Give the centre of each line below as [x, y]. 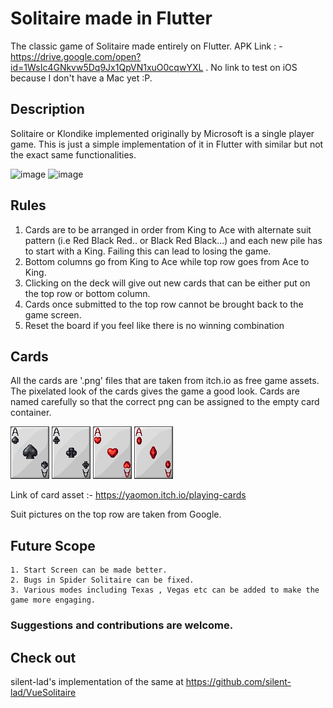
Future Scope [53, 545]
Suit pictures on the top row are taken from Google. [116, 514]
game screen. [53, 314]
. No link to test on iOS [251, 67]
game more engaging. [53, 600]
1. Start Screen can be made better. [89, 570]
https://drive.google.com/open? [76, 56]
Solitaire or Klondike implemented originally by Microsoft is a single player [162, 133]
